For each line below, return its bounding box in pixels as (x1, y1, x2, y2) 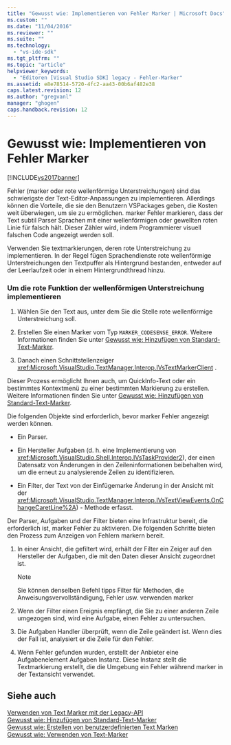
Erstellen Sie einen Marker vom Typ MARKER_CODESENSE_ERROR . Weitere (16, 328, 212, 336)
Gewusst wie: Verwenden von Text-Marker (7, 730, 129, 738)
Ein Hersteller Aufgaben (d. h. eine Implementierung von (16, 446, 177, 454)
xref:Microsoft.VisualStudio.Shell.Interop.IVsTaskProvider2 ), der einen (16, 453, 215, 462)
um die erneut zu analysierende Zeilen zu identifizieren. (16, 468, 175, 476)
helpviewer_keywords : (7, 68, 69, 74)
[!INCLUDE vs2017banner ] (7, 173, 80, 181)
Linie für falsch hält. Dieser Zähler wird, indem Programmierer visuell (7, 223, 201, 232)
